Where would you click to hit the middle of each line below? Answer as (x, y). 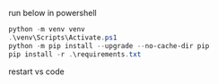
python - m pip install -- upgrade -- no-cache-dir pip (109, 46)
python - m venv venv (47, 29)
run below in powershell (52, 13)
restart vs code (36, 71)
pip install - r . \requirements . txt (75, 54)
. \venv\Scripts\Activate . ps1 (63, 38)
